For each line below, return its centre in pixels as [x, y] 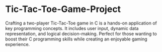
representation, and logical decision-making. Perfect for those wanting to [81, 33]
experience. [18, 44]
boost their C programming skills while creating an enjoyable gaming [76, 39]
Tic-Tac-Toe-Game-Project [63, 9]
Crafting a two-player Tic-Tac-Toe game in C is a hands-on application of [81, 23]
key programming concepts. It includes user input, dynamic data [72, 28]
